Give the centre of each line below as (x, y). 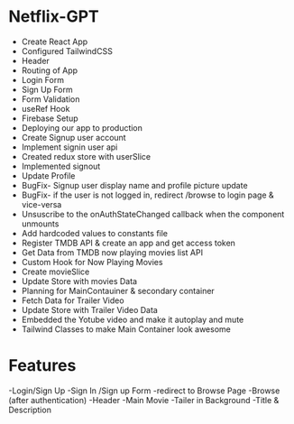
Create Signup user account (74, 137)
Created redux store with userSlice (86, 156)
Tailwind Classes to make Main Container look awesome (126, 329)
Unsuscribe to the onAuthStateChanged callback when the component (153, 214)
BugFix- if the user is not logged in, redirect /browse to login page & (147, 195)
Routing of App (50, 70)
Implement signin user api (69, 147)
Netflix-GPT (54, 17)
